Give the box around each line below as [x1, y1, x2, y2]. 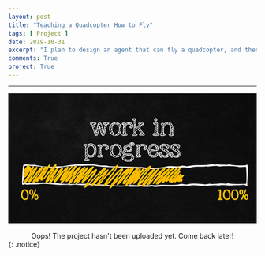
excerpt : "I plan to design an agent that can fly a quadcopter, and [8, 46, 242, 55]
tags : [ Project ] [8, 29, 69, 37]
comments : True [8, 55, 58, 62]
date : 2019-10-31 [8, 38, 65, 46]
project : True [8, 63, 55, 71]
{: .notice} [8, 239, 41, 249]
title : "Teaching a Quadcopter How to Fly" [8, 21, 154, 29]
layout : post [8, 13, 51, 21]
